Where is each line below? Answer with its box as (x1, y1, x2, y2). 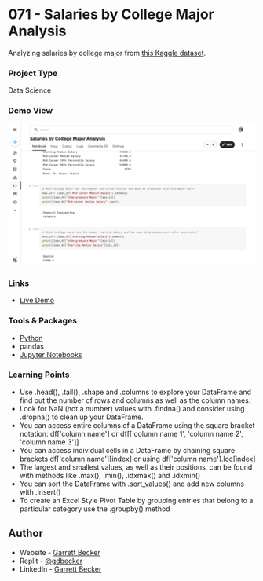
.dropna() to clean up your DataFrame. (19, 412, 144, 422)
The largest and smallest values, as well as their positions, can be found (19, 462, 253, 472)
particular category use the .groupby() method (19, 504, 170, 513)
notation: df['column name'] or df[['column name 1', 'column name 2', (19, 429, 243, 438)
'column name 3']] (19, 437, 79, 447)
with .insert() (19, 487, 61, 496)
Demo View (8, 105, 53, 116)
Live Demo (19, 296, 55, 305)
